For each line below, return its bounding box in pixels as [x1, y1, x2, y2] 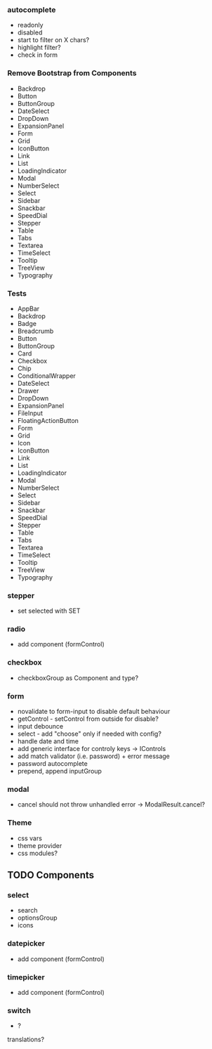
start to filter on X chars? [17, 36, 90, 44]
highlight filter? [17, 44, 61, 52]
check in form [17, 51, 58, 59]
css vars [17, 834, 42, 842]
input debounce [17, 722, 64, 731]
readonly [17, 21, 44, 30]
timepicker [7, 972, 45, 982]
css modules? [17, 849, 58, 857]
